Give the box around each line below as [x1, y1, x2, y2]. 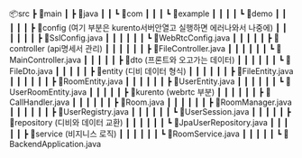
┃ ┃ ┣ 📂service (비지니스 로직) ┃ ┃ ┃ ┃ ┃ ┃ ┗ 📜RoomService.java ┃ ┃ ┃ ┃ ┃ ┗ [9, 128, 282, 139]
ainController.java [9, 54, 82, 65]
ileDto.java [9, 66, 53, 76]
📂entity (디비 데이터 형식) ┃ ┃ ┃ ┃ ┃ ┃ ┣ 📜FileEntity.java [96, 66, 294, 76]
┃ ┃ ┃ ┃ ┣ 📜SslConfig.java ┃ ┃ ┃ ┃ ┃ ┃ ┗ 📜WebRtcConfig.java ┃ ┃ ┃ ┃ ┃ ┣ [9, 33, 272, 43]
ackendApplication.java [9, 139, 102, 149]
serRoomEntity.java [9, 87, 87, 98]
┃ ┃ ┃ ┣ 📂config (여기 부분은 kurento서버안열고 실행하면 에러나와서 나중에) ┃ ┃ [9, 23, 288, 33]
